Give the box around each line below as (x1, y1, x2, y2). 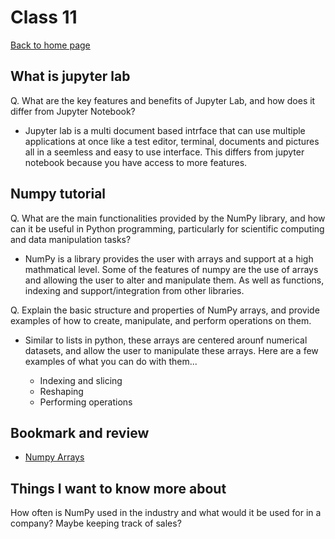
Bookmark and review (10, 424, 150, 441)
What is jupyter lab (10, 68, 131, 85)
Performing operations (39, 396, 133, 408)
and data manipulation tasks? (10, 233, 132, 245)
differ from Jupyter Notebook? (10, 105, 136, 117)
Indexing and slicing (39, 374, 123, 386)
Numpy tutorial (10, 186, 107, 203)
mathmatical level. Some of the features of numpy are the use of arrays (24, 263, 319, 275)
